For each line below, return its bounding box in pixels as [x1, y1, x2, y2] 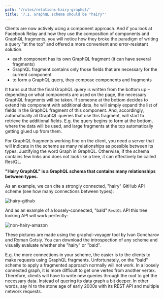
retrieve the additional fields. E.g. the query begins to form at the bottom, [5, 118, 153, 124]
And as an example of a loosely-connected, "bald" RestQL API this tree [5, 207, 148, 213]
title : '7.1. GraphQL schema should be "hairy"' [5, 12, 107, 17]
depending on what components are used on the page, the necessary [5, 92, 147, 98]
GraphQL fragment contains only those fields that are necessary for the [12, 66, 158, 72]
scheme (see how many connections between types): [5, 188, 114, 194]
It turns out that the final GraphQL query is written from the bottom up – [5, 86, 150, 92]
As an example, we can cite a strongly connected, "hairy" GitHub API [5, 183, 145, 189]
